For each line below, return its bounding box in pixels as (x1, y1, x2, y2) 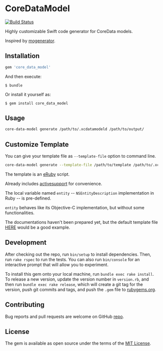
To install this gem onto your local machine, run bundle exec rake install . (5, 271, 154, 277)
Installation (5, 52, 40, 60)
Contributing (5, 301, 45, 309)
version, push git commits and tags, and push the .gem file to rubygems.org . (5, 286, 157, 292)
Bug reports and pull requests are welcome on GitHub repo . (5, 314, 124, 319)
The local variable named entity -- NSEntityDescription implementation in (5, 190, 154, 196)
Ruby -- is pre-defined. (5, 195, 51, 201)
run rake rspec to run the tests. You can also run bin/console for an (5, 256, 140, 262)
